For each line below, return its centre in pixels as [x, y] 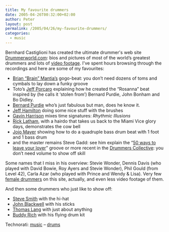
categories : [18, 33]
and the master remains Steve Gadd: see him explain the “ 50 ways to [84, 142]
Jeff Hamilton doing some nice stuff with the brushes [68, 110]
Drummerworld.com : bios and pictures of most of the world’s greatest [78, 57]
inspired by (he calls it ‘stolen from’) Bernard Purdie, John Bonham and [86, 94]
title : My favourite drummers [37, 10]
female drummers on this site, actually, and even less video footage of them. [84, 179]
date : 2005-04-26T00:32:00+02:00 [40, 15]
